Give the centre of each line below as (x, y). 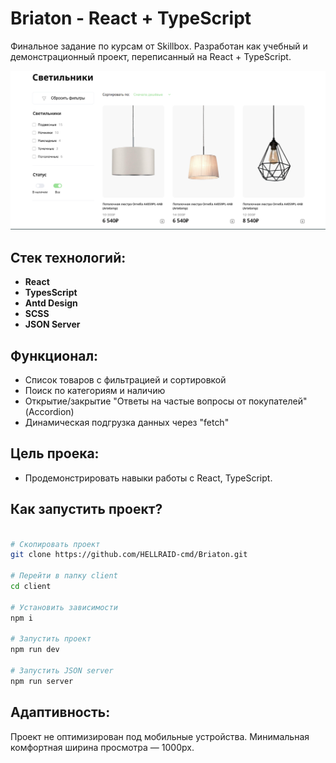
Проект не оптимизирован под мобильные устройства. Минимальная (160, 736)
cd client (31, 587)
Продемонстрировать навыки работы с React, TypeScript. (148, 478)
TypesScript (51, 293)
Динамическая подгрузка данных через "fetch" (127, 423)
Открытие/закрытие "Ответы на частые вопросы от (135, 401)
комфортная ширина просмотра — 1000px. (102, 747)
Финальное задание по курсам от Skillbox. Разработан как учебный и (159, 46)
